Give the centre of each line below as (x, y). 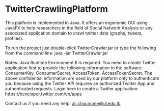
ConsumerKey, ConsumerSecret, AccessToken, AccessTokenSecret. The (79, 73)
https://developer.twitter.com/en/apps (43, 94)
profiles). (14, 38)
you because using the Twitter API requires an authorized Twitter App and (80, 83)
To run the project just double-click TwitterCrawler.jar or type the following (81, 48)
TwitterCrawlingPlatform (56, 9)
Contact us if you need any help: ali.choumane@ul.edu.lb (63, 103)
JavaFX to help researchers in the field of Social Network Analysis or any (79, 28)
